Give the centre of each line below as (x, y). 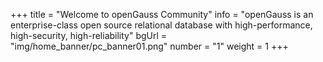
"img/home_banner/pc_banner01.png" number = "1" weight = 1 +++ (149, 46)
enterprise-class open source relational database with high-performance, (161, 25)
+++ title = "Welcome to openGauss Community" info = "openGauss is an (162, 14)
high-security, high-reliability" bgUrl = (89, 35)
